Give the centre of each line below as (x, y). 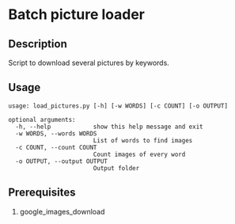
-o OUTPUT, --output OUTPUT (62, 161)
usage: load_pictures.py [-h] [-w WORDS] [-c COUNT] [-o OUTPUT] (118, 106)
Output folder (116, 168)
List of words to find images (143, 140)
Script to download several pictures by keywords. (89, 63)
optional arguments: (42, 120)
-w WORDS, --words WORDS (56, 133)
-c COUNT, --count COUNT (56, 147)
